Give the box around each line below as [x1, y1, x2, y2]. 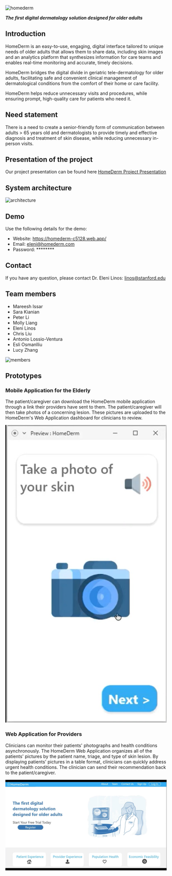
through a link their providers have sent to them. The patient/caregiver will [5, 404, 162, 410]
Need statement [5, 111, 58, 119]
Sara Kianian [12, 309, 40, 315]
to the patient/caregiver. [5, 770, 56, 776]
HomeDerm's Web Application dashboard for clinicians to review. [5, 415, 143, 421]
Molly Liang [12, 319, 37, 326]
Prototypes [5, 372, 42, 380]
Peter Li [12, 314, 29, 320]
